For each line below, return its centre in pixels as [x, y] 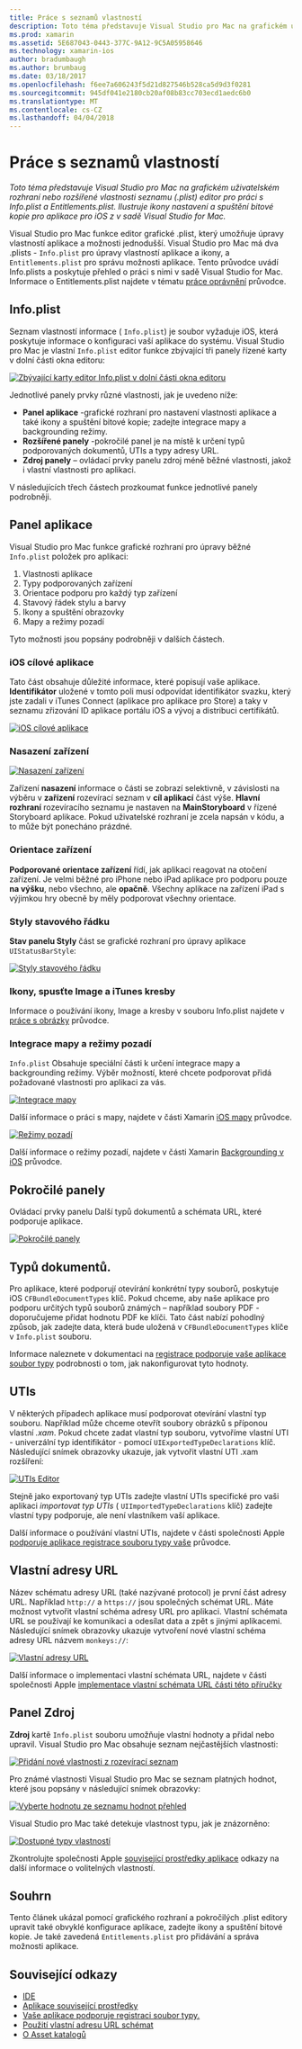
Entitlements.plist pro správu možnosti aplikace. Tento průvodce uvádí [144, 263]
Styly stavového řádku [60, 921]
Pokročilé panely [58, 1190]
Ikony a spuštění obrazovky [73, 612]
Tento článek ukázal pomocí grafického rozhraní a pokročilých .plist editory [148, 1918]
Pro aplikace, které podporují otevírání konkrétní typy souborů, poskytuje [144, 1289]
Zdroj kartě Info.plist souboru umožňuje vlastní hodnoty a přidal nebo [142, 1734]
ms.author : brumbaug [48, 68]
